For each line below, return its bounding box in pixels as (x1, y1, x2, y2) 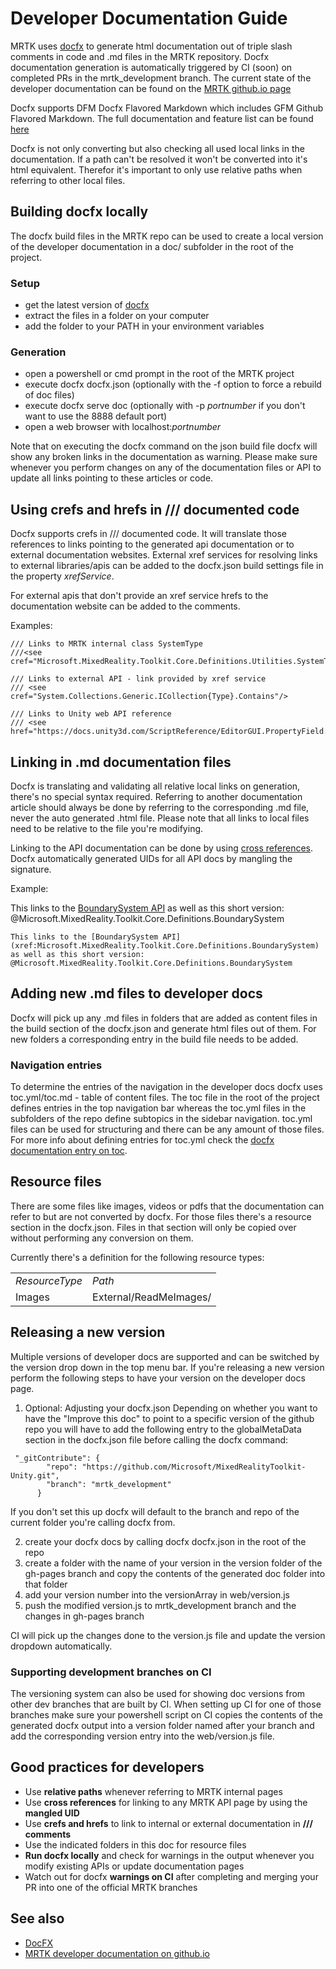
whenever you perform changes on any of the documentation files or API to (10, 462, 322, 474)
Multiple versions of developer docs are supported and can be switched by (10, 1350, 320, 1362)
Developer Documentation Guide (10, 7, 288, 30)
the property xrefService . (10, 570, 115, 582)
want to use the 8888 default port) (24, 410, 168, 422)
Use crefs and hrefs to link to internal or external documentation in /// (24, 1817, 313, 1829)
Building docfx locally (10, 203, 149, 221)
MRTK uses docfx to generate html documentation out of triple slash (10, 40, 293, 52)
